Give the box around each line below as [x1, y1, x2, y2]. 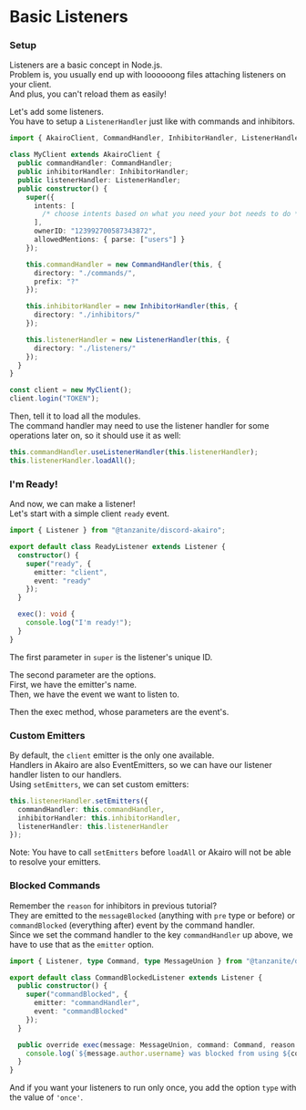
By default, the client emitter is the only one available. [9, 750, 215, 761]
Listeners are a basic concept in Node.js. [9, 59, 163, 70]
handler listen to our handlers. [9, 769, 122, 780]
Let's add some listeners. [9, 107, 105, 118]
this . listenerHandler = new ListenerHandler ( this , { [25, 335, 230, 344]
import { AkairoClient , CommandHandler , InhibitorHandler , [9, 134, 239, 143]
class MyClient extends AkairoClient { [9, 150, 161, 160]
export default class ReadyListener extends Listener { [9, 543, 226, 552]
